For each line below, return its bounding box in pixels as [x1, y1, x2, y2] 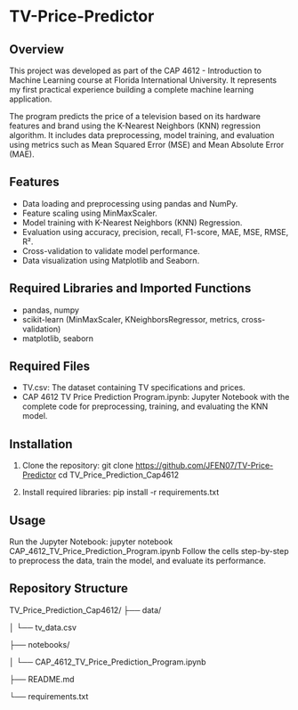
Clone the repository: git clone [21, 461, 133, 471]
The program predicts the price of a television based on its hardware [9, 111, 261, 121]
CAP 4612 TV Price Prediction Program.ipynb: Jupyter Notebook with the [21, 392, 290, 403]
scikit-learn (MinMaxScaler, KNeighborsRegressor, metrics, [21, 314, 240, 324]
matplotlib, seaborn [21, 332, 94, 344]
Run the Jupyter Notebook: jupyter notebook [9, 536, 173, 547]
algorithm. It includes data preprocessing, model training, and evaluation [9, 130, 275, 140]
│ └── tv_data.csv [9, 622, 77, 632]
